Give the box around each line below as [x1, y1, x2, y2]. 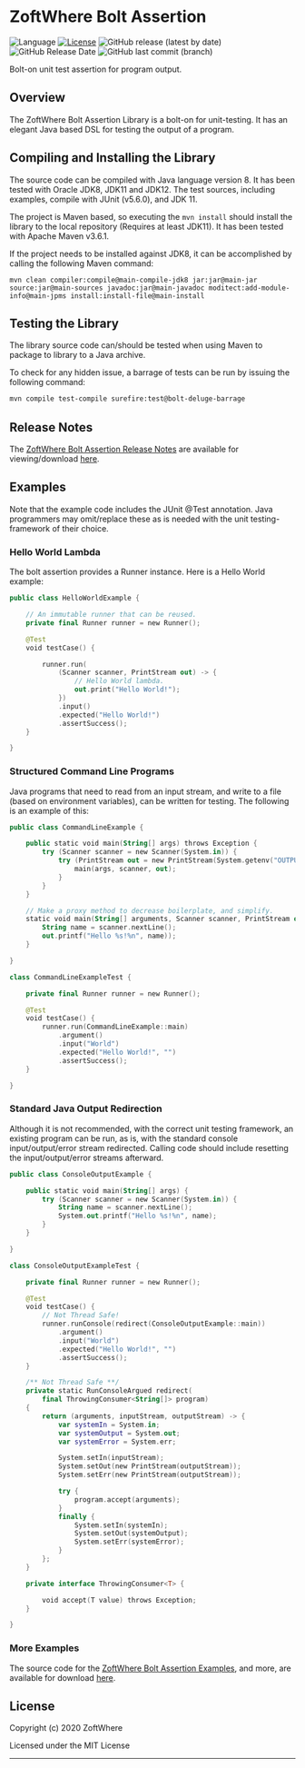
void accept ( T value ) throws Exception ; [42, 1595, 197, 1604]
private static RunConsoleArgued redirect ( [25, 1386, 193, 1396]
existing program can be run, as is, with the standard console [9, 1133, 239, 1144]
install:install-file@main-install [70, 291, 205, 301]
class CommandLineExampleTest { [9, 972, 132, 982]
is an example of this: [9, 805, 89, 816]
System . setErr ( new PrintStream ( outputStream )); [57, 1470, 242, 1480]
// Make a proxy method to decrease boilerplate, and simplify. [25, 906, 274, 915]
